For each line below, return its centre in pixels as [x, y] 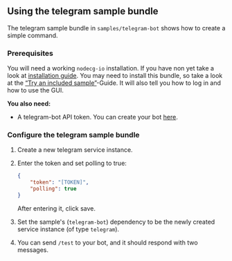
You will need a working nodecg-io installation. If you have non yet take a [111, 68]
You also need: [29, 104]
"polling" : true [53, 189]
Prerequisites [30, 53]
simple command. [33, 35]
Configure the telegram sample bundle [73, 135]
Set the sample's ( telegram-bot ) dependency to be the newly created [116, 222]
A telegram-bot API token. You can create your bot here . [97, 117]
